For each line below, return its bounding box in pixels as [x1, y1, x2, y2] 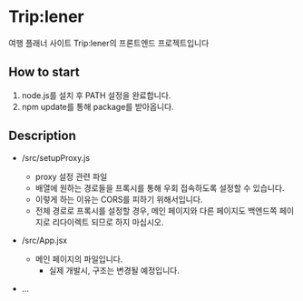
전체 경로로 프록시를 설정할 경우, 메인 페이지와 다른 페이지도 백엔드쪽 [34, 205, 278, 216]
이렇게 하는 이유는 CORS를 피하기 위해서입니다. [34, 194, 203, 205]
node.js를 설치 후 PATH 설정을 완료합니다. [21, 89, 171, 101]
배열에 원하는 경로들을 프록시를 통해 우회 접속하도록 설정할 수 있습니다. [34, 182, 285, 193]
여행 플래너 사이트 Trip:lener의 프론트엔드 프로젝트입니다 [8, 37, 210, 48]
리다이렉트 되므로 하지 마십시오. [52, 216, 164, 227]
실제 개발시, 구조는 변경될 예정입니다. [48, 265, 181, 276]
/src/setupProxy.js [21, 152, 91, 163]
